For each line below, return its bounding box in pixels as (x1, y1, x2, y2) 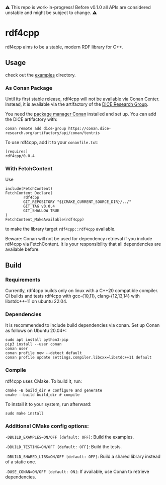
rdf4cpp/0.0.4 (5, 154, 35, 159)
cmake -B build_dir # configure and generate (5, 388, 102, 393)
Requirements (5, 276, 41, 283)
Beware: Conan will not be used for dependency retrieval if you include (5, 236, 152, 242)
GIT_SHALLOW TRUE (23, 209, 59, 214)
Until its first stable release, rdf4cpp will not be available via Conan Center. (5, 96, 160, 102)
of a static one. (5, 458, 36, 465)
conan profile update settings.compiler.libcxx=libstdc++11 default (5, 355, 152, 360)
